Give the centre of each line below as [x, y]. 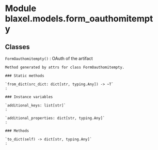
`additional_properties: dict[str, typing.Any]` [55, 118]
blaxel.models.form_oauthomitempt [79, 19]
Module [21, 8]
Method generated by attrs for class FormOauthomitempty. [65, 67]
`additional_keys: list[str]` [36, 105]
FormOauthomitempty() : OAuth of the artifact [49, 58]
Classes [17, 47]
